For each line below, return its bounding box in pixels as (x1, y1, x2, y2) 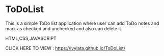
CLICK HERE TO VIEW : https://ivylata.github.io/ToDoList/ (5, 45, 126, 51)
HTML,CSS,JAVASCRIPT (5, 35, 57, 41)
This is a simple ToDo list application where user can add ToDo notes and (5, 20, 159, 26)
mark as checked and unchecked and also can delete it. (5, 25, 123, 31)
